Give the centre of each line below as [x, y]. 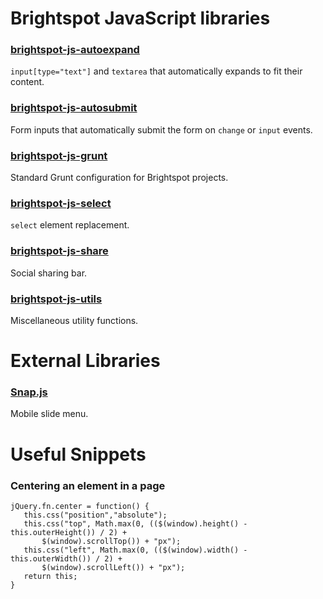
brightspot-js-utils [56, 299]
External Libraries [85, 361]
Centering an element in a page [88, 485]
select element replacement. [70, 225]
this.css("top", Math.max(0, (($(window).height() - [135, 523]
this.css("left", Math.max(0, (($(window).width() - [135, 550]
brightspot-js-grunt [59, 155]
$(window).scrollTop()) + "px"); [111, 541]
